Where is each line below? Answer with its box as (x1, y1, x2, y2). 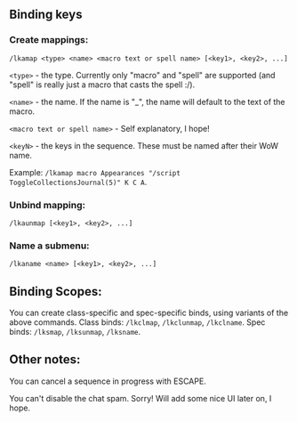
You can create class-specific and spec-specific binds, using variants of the (9, 307, 289, 319)
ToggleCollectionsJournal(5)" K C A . (9, 176, 148, 187)
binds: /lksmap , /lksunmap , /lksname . (9, 327, 141, 337)
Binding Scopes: (9, 284, 102, 299)
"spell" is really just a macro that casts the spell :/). (9, 79, 196, 90)
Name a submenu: (9, 239, 91, 252)
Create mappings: (9, 34, 89, 46)
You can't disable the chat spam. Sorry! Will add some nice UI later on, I (9, 393, 272, 403)
